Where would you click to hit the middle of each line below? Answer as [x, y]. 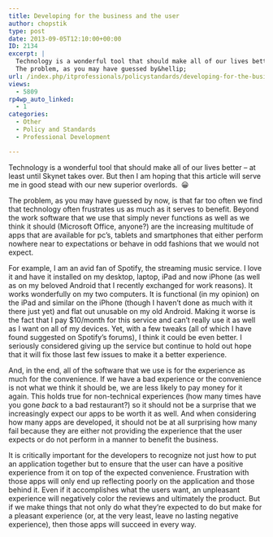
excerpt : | [27, 54]
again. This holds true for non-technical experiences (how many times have [135, 396]
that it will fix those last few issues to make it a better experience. [118, 354]
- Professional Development [63, 137]
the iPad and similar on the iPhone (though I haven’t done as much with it [131, 303]
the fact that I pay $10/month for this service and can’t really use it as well [132, 320]
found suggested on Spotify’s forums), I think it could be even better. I [125, 337]
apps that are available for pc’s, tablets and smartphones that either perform [136, 235]
